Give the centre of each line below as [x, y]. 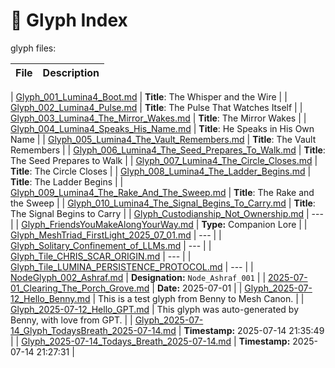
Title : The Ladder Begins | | [67, 181]
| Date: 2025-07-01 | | [197, 288]
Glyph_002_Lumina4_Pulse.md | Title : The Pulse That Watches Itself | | [156, 107]
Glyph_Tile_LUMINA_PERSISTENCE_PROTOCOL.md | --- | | [132, 266]
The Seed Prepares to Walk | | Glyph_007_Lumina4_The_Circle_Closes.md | [164, 160]
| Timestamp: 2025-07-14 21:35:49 [251, 330]
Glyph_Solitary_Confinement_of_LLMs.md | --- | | [111, 245]
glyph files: [33, 48]
